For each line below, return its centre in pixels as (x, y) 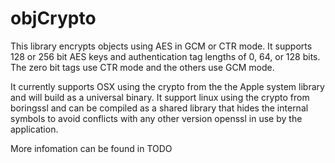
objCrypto (53, 18)
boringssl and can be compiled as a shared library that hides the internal (159, 108)
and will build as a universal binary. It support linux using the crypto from (160, 97)
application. (34, 129)
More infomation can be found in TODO (91, 148)
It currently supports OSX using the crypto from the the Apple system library (167, 86)
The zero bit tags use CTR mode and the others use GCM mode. (142, 67)
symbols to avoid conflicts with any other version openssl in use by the (156, 118)
